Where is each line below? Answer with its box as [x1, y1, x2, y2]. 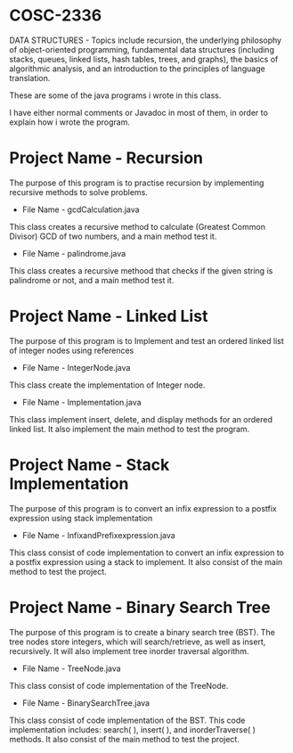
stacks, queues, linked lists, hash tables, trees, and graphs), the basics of [9, 53, 279, 64]
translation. [9, 72, 51, 83]
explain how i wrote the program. [9, 117, 131, 127]
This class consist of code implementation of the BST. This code [9, 715, 246, 725]
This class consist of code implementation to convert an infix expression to [9, 547, 285, 558]
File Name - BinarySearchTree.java [21, 697, 150, 708]
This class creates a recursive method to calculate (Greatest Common [9, 221, 265, 232]
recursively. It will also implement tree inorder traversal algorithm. [9, 645, 249, 656]
